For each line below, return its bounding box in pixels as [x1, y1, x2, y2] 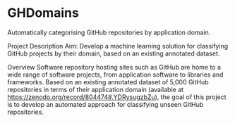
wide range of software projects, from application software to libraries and [7, 70, 224, 79]
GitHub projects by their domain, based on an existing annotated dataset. [7, 49, 220, 58]
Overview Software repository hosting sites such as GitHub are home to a [7, 63, 221, 71]
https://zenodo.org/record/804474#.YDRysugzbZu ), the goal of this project [7, 93, 227, 101]
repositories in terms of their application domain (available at [7, 85, 184, 93]
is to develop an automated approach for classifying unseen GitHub [7, 100, 204, 108]
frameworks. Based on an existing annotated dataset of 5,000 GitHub [7, 77, 210, 86]
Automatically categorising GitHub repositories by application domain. [7, 28, 211, 37]
